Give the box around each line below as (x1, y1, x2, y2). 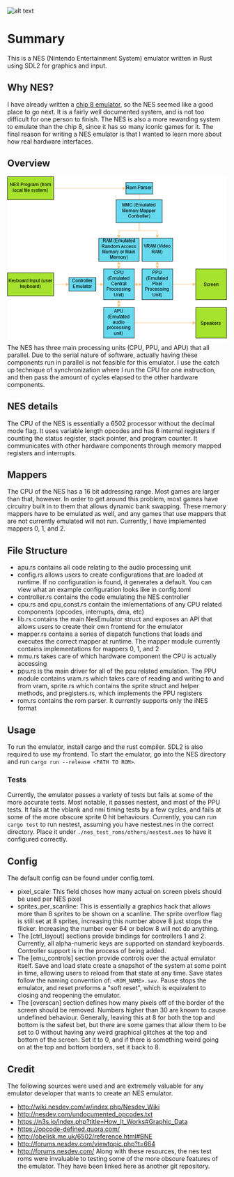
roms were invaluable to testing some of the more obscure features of (17, 1155, 218, 1163)
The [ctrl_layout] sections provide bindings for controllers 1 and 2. (17, 932, 207, 941)
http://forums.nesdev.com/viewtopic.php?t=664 (17, 1140, 155, 1148)
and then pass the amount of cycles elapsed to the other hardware (7, 373, 198, 381)
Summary (7, 31, 65, 47)
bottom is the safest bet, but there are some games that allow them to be (17, 1021, 226, 1029)
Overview (7, 158, 51, 169)
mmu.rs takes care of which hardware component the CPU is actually (17, 652, 217, 660)
